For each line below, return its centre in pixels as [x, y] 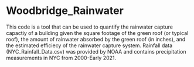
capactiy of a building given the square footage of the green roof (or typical [97, 33]
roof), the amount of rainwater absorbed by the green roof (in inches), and [96, 39]
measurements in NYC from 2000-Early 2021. [61, 58]
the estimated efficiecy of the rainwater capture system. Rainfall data [89, 45]
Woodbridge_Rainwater [65, 11]
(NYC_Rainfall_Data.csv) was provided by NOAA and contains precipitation [96, 51]
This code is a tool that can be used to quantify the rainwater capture [89, 27]
